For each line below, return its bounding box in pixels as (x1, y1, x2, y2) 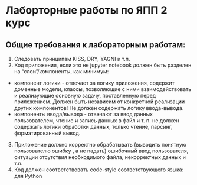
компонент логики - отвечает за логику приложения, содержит (14, 79, 175, 86)
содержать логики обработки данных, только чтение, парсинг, (14, 124, 173, 130)
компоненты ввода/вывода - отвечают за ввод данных (14, 111, 153, 118)
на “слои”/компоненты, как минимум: (14, 68, 109, 74)
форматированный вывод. (14, 129, 81, 137)
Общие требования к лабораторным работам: (5, 40, 186, 50)
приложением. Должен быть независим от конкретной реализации (14, 98, 185, 105)
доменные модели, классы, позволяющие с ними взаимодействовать (14, 86, 192, 92)
